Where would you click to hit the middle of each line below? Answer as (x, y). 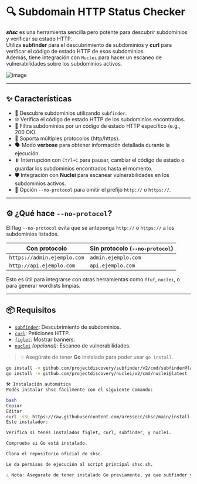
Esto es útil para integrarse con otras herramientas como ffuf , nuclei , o (93, 279)
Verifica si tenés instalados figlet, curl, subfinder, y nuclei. (89, 433)
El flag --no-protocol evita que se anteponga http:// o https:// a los (90, 227)
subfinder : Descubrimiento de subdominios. (68, 327)
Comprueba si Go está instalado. (47, 444)
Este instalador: (27, 422)
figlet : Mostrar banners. (45, 340)
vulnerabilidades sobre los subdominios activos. (64, 63)
